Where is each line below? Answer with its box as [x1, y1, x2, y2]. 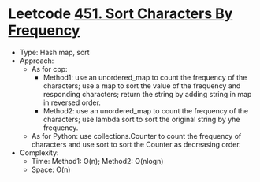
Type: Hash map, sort [19, 47, 90, 57]
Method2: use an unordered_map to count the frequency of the [43, 106, 249, 115]
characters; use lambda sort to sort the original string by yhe [43, 114, 240, 124]
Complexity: [19, 147, 59, 158]
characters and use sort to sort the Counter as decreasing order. [31, 139, 242, 149]
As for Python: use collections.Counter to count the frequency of [31, 131, 242, 140]
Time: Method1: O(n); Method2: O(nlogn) [31, 156, 164, 165]
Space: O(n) [31, 165, 71, 174]
